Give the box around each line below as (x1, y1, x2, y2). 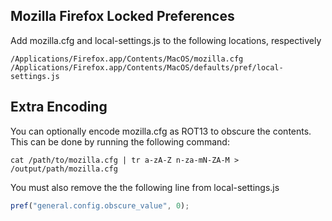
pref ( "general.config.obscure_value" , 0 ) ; (10, 200, 190, 211)
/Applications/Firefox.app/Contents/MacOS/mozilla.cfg (10, 54, 244, 64)
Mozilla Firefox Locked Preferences (10, 8, 235, 25)
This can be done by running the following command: (10, 135, 230, 148)
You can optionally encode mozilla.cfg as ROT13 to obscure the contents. (10, 125, 312, 137)
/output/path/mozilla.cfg (10, 164, 118, 174)
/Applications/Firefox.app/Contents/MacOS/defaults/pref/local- (10, 62, 284, 73)
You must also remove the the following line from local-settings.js (10, 181, 280, 193)
